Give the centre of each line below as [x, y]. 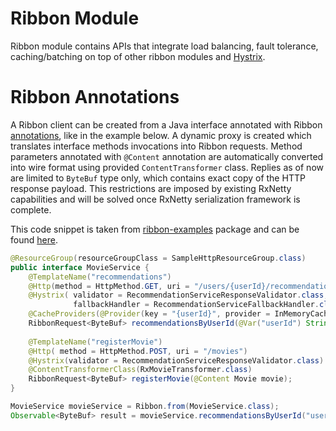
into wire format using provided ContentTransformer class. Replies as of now [167, 167]
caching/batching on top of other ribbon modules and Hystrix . [138, 56]
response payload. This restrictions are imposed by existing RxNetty [151, 188]
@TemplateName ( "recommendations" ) [100, 277]
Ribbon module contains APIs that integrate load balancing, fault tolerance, [164, 46]
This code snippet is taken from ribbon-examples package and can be [155, 229]
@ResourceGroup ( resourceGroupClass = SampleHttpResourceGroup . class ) [158, 258]
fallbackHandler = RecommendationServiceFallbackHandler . [196, 305]
